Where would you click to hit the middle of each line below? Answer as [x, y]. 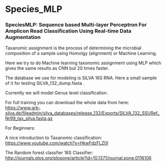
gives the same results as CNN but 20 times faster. [57, 68]
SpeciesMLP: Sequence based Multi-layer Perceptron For [76, 25]
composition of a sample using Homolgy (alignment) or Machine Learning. [81, 53]
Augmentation [23, 37]
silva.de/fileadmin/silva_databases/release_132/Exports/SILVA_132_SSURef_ [83, 113]
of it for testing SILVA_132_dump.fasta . [45, 83]
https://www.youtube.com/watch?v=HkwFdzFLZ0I [57, 143]
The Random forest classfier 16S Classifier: [49, 153]
